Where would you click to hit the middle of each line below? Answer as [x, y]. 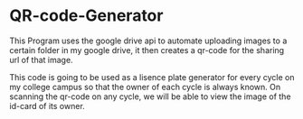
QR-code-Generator [86, 16]
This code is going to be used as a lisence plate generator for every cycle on [152, 77]
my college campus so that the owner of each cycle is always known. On [145, 87]
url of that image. [42, 59]
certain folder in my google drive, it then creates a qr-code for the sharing [147, 50]
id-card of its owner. [47, 105]
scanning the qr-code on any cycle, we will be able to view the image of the [150, 96]
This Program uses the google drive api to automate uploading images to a [148, 41]
